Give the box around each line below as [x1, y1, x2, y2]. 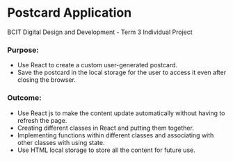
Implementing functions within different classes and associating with [17, 130, 214, 139]
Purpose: [7, 45, 40, 55]
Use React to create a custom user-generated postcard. [17, 61, 178, 69]
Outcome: [7, 93, 42, 103]
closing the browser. [17, 76, 77, 84]
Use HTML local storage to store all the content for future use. [17, 146, 196, 154]
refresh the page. [17, 116, 67, 124]
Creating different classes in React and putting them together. [17, 124, 195, 132]
